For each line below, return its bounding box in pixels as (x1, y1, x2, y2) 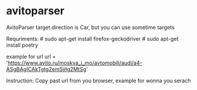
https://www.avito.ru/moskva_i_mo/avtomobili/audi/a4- (8, 59, 142, 66)
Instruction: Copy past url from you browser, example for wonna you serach (6, 77, 191, 84)
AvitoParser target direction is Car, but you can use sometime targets (6, 24, 175, 31)
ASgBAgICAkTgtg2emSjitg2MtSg (6, 65, 87, 72)
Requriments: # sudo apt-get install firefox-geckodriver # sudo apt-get (6, 35, 179, 42)
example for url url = (6, 53, 56, 60)
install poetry (6, 41, 39, 49)
